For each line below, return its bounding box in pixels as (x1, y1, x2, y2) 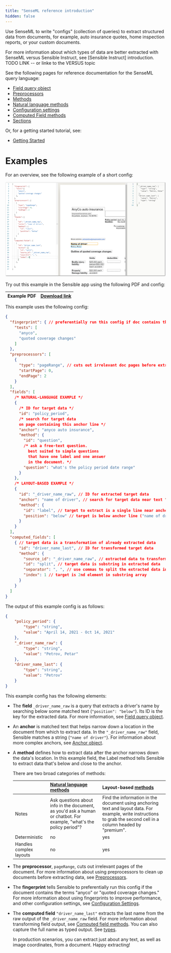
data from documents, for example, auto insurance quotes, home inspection (5, 34, 164, 40)
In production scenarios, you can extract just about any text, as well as (12, 936, 161, 942)
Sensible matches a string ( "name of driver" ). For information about (12, 734, 156, 740)
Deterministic (15, 834, 43, 840)
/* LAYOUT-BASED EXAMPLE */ (14, 481, 74, 486)
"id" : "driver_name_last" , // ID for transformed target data (18, 546, 154, 551)
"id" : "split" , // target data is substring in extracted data (23, 561, 161, 567)
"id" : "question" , (23, 438, 63, 443)
